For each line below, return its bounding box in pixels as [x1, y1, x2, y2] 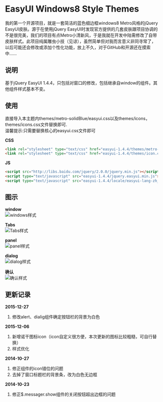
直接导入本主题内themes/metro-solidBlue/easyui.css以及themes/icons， [5, 115, 150, 121]
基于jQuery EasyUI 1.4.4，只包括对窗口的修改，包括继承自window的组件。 [5, 80, 154, 86]
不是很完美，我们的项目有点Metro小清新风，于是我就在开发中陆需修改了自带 [5, 32, 157, 38]
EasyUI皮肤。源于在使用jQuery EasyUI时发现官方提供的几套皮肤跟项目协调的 [5, 26, 158, 32]
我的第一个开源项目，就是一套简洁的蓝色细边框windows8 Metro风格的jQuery [5, 20, 158, 26]
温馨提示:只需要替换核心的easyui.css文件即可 [5, 127, 96, 133]
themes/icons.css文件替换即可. [5, 122, 67, 127]
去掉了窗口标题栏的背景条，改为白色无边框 [12, 371, 98, 377]
